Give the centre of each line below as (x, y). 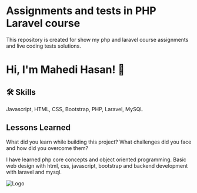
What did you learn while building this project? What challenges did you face (99, 142)
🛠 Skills (21, 92)
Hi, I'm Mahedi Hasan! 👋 (66, 70)
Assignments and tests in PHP (81, 11)
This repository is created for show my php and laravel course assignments (97, 39)
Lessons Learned (38, 128)
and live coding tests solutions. (44, 46)
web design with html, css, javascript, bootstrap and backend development (97, 165)
